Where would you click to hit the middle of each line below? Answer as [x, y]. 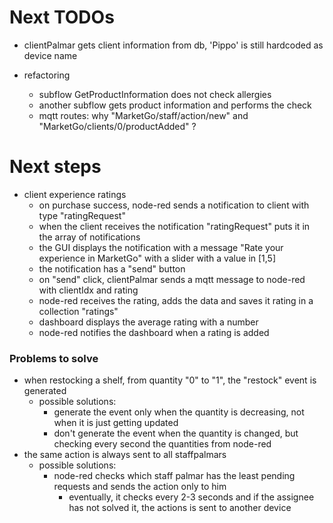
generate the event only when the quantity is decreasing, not [179, 412]
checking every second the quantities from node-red [162, 444]
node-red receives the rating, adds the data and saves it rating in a [176, 300]
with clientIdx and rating [88, 290]
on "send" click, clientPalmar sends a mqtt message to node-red [172, 279]
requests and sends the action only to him [140, 487]
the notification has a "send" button [112, 268]
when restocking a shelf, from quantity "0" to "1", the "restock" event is [170, 380]
